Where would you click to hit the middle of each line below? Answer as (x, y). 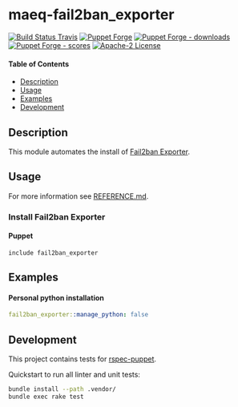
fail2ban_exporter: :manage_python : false (79, 315)
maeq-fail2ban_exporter (91, 15)
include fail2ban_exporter (53, 253)
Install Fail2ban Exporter (57, 216)
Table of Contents (39, 64)
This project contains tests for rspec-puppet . (83, 359)
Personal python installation (56, 297)
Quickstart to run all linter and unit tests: (74, 375)
